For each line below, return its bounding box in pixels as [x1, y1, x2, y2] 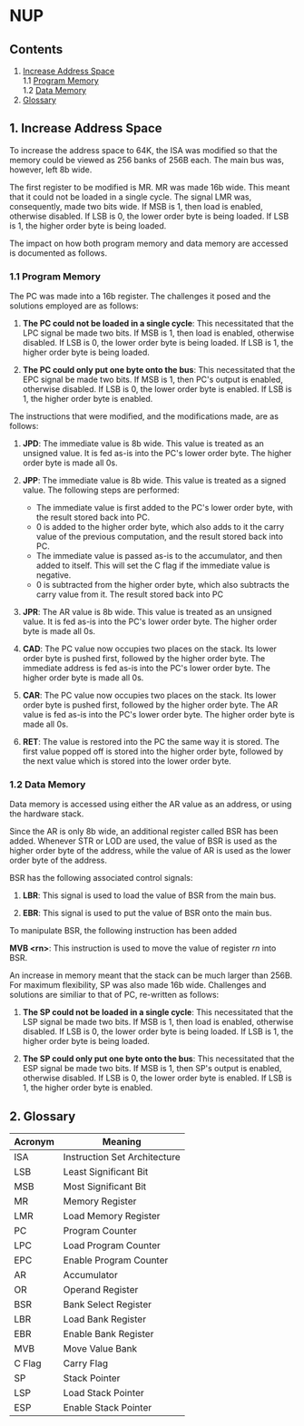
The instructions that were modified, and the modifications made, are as [9, 411, 279, 422]
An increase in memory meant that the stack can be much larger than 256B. [9, 970, 293, 981]
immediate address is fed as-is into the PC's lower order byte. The [22, 663, 270, 674]
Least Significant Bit [63, 1166, 149, 1178]
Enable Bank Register [63, 1328, 154, 1341]
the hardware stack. [9, 808, 84, 819]
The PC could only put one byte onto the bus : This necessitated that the [22, 365, 296, 376]
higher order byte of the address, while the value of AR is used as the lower [9, 845, 292, 856]
